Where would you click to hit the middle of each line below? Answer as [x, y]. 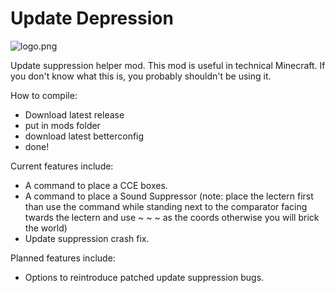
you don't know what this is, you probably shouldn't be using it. [141, 76]
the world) [46, 228]
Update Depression [92, 18]
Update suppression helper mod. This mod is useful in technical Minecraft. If [168, 65]
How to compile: [44, 95]
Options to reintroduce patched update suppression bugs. [144, 277]
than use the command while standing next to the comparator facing [166, 206]
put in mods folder [62, 125]
